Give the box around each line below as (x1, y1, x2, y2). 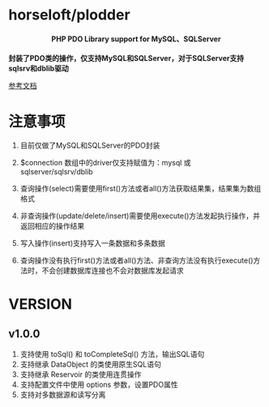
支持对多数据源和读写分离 (19, 390, 106, 400)
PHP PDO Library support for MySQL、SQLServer (51, 34, 221, 44)
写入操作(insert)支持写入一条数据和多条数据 (19, 238, 166, 248)
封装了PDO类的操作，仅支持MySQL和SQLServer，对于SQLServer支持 (8, 54, 245, 63)
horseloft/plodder (8, 6, 131, 24)
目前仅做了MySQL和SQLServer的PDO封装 (19, 140, 160, 151)
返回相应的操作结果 (19, 221, 85, 231)
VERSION (8, 294, 73, 313)
